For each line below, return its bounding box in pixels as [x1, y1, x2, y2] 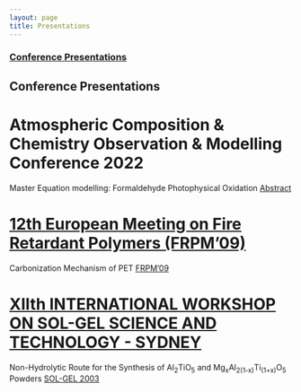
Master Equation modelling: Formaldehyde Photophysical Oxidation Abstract [9, 182, 292, 193]
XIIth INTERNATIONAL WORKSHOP [9, 293, 277, 314]
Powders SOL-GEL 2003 [9, 373, 100, 384]
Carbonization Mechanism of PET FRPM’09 [9, 262, 169, 274]
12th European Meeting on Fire [9, 213, 243, 234]
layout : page [9, 13, 58, 22]
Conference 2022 [9, 153, 144, 173]
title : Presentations [9, 22, 91, 30]
